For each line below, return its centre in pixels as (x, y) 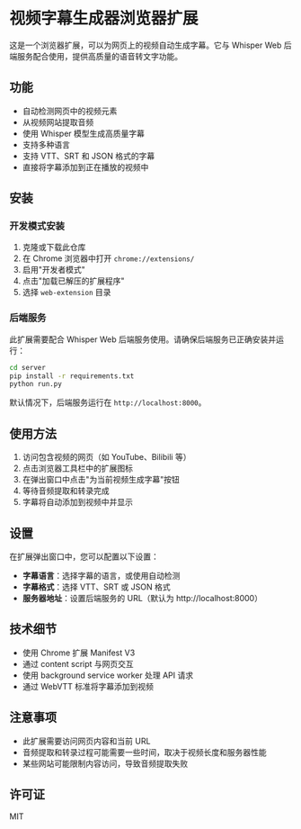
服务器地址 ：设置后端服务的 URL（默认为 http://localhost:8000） (142, 598)
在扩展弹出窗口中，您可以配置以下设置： (84, 556)
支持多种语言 (46, 144)
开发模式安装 (37, 226)
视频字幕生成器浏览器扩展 (104, 18)
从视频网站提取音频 (58, 122)
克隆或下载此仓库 (54, 248)
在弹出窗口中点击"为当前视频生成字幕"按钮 (101, 480)
